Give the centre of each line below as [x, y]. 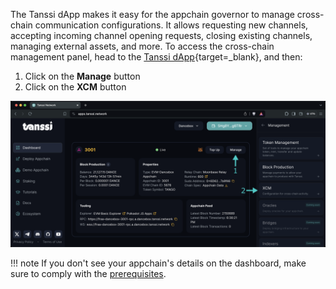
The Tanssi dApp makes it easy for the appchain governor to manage [152, 14]
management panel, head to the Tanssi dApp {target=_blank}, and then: [156, 57]
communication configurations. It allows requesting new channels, [171, 25]
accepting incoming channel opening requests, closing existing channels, [161, 35]
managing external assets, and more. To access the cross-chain [142, 46]
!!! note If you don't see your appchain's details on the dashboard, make [158, 263]
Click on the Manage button [82, 76]
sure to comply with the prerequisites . [88, 274]
